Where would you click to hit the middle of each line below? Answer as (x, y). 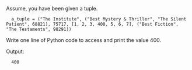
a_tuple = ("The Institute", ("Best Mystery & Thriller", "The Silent (99, 19)
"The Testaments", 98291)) (39, 29)
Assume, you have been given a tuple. (52, 8)
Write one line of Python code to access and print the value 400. (84, 40)
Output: (15, 51)
